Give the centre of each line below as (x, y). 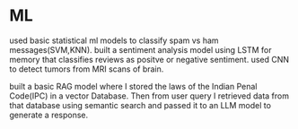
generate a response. (49, 115)
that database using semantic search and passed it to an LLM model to (140, 105)
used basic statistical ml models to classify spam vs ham (114, 40)
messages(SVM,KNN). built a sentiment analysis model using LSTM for (140, 49)
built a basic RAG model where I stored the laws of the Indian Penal (133, 86)
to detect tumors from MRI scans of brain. (87, 69)
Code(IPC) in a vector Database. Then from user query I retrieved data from (149, 96)
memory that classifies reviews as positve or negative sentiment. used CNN (149, 59)
